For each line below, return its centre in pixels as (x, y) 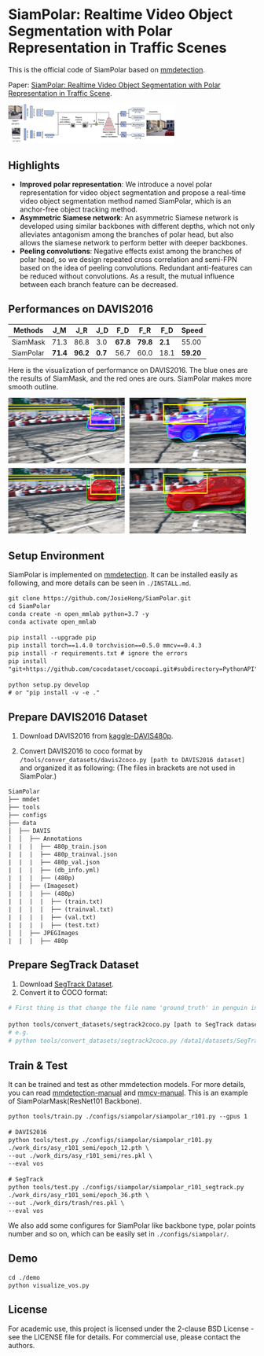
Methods (28, 330)
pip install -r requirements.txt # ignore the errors (98, 654)
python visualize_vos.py (49, 1285)
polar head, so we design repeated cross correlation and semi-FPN (128, 259)
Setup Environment (56, 556)
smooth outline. (33, 387)
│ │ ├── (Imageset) (44, 886)
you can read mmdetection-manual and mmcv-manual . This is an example (128, 1093)
